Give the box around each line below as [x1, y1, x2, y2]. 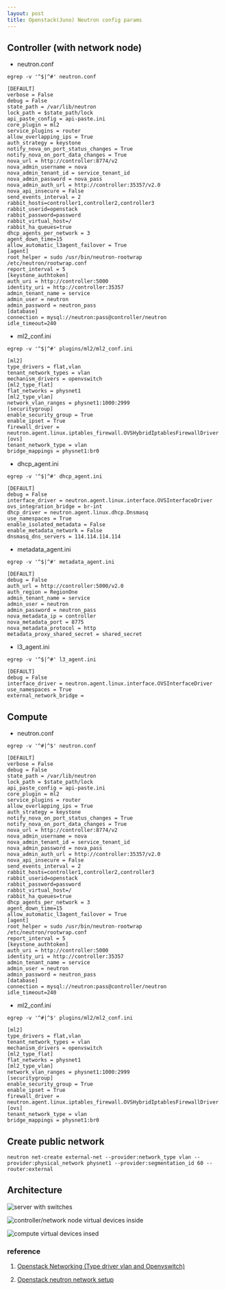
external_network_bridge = [7, 692, 84, 699]
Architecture [7, 1184, 63, 1196]
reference [7, 1246, 41, 1256]
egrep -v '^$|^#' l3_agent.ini [7, 656, 97, 664]
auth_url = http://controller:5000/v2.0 [7, 582, 125, 590]
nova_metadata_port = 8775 [7, 619, 84, 626]
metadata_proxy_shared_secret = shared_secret [7, 631, 142, 638]
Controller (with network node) [7, 42, 142, 54]
